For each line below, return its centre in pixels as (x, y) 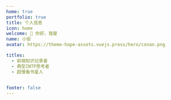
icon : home (20, 28)
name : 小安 (19, 39)
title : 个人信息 (24, 22)
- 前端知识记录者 (30, 61)
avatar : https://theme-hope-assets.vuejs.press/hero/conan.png (86, 45)
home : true (20, 12)
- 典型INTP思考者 (30, 66)
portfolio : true (26, 17)
